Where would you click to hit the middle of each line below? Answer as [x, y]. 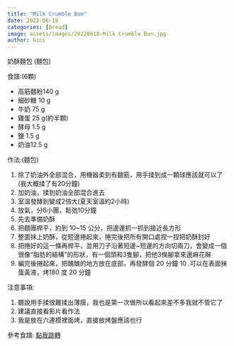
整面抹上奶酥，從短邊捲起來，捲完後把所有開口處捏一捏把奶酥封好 [114, 237]
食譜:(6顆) [22, 77]
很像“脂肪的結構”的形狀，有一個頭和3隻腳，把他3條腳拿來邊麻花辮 [114, 255]
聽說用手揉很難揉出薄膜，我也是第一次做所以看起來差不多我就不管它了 [120, 303]
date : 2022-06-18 [33, 21]
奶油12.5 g [33, 145]
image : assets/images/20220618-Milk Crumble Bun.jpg [87, 34]
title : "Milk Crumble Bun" [47, 14]
